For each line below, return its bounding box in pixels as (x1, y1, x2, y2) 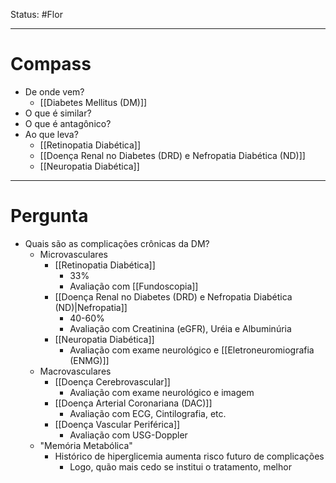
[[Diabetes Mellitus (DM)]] (39, 96, 148, 108)
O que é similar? (24, 107, 92, 119)
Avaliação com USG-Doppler (69, 429, 188, 441)
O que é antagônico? (24, 117, 112, 129)
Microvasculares (39, 248, 108, 260)
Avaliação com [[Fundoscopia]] (69, 280, 199, 292)
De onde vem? (24, 85, 85, 98)
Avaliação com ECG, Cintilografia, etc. (69, 407, 227, 419)
